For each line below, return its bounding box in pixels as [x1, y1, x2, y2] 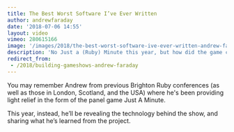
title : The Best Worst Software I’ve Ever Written [7, 10, 157, 17]
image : [7, 42, 26, 49]
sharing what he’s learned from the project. [7, 116, 131, 125]
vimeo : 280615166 [7, 36, 58, 43]
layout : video [7, 29, 49, 37]
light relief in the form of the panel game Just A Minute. [7, 95, 166, 104]
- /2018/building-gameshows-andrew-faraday [10, 62, 139, 69]
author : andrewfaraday [7, 17, 73, 24]
